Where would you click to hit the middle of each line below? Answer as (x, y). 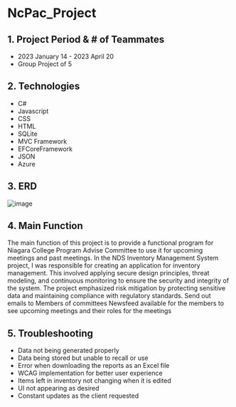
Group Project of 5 (45, 64)
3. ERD (22, 186)
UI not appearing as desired (58, 388)
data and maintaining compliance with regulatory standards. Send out (109, 296)
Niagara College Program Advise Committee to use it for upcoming (105, 250)
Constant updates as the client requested (78, 396)
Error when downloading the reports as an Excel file (93, 366)
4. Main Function (45, 226)
